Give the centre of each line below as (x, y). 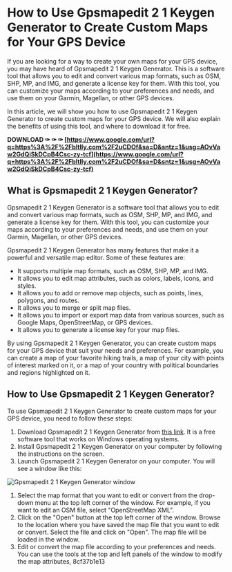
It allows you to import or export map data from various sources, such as (120, 315)
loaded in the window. (48, 539)
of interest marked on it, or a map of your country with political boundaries (113, 365)
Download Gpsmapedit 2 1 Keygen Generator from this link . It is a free (116, 432)
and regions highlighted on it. (49, 372)
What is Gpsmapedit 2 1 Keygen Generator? (103, 191)
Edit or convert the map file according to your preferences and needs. (116, 546)
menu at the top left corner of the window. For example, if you (123, 502)
